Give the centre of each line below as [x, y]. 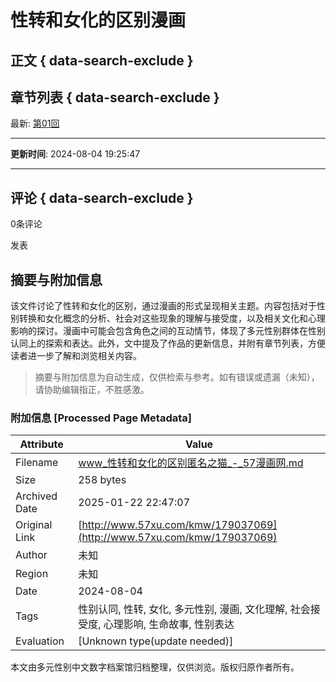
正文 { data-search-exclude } [102, 60]
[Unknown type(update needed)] [156, 641]
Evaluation [40, 641]
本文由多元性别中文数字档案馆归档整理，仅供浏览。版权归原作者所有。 [155, 667]
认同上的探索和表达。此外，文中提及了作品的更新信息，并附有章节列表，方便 [168, 343]
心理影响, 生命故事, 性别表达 [169, 624]
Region [32, 574]
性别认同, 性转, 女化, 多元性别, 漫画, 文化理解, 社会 [194, 609]
